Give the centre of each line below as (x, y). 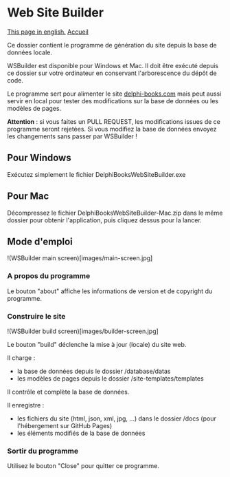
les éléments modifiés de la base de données (81, 433)
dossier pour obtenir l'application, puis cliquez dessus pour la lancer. (105, 220)
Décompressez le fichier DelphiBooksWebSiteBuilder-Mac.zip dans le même (115, 213)
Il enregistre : (26, 405)
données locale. (30, 52)
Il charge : (21, 358)
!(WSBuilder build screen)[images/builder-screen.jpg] (83, 331)
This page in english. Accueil (48, 32)
